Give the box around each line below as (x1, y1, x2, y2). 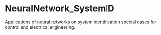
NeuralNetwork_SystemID (5, 3, 115, 14)
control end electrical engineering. (5, 24, 76, 30)
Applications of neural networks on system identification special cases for (5, 19, 157, 25)
